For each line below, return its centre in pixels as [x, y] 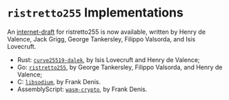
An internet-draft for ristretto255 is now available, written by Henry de [106, 32]
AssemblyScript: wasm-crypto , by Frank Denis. [82, 89]
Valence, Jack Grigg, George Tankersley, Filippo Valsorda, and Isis [101, 39]
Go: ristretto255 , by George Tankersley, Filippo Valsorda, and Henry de [120, 67]
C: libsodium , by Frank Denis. [59, 81]
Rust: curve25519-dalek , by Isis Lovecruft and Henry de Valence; [108, 59]
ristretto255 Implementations [96, 13]
